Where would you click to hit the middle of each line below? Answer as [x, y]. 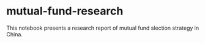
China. [15, 34]
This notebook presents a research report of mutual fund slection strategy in [103, 28]
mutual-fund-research [65, 11]
